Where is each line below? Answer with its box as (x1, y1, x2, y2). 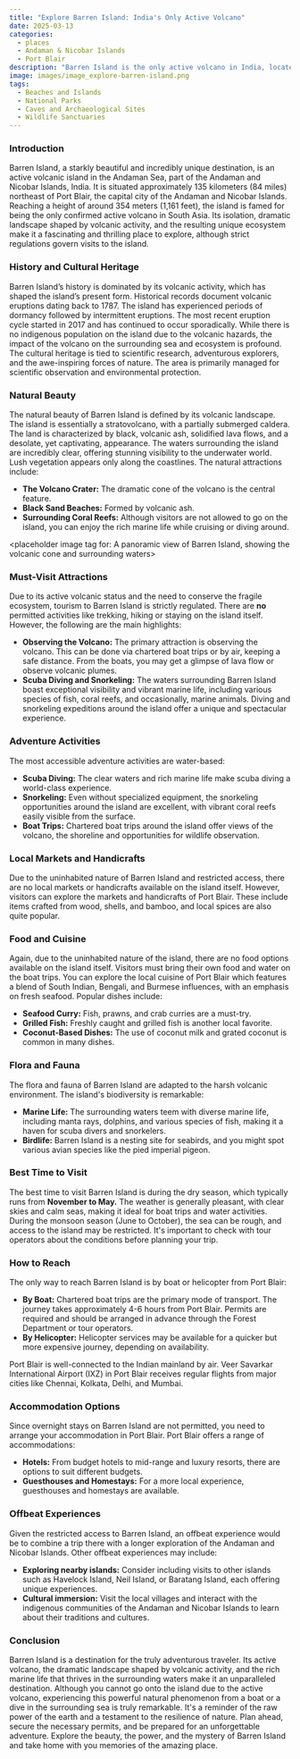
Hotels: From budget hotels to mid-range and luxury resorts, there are (21, 1457, 281, 1468)
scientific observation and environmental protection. (9, 366, 202, 377)
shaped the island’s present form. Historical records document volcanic (9, 290, 272, 301)
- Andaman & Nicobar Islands (17, 46, 126, 55)
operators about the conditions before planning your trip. (9, 1234, 219, 1245)
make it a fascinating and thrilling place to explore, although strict (9, 229, 250, 240)
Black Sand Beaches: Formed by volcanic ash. (21, 502, 195, 514)
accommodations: (9, 1440, 76, 1451)
